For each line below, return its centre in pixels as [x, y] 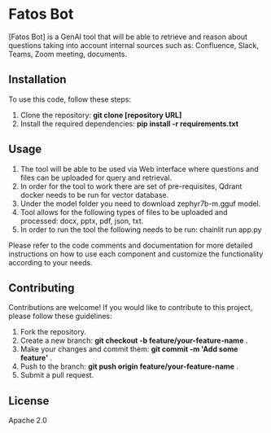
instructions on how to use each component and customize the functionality [136, 254]
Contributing [42, 288]
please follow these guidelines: [60, 316]
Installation [37, 79]
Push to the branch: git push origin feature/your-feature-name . [129, 366]
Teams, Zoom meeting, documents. [68, 54]
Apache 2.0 [28, 421]
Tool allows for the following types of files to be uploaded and [124, 212]
